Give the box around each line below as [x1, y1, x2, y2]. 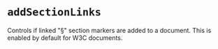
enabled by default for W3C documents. [7, 34, 123, 42]
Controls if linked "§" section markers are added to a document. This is [7, 26, 212, 34]
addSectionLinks [7, 6, 101, 19]
